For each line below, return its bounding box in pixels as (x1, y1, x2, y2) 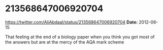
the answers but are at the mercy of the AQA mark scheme (5, 39, 125, 45)
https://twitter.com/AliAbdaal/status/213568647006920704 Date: (5, 19, 138, 25)
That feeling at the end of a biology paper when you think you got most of (5, 34, 155, 40)
